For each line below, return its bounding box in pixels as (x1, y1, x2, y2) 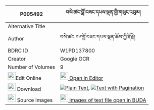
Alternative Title (8, 23, 45, 30)
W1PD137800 (60, 47, 95, 54)
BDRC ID (8, 47, 29, 54)
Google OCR (60, 56, 90, 62)
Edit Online (16, 75, 42, 81)
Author (8, 35, 24, 42)
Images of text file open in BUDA (69, 97, 146, 103)
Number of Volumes (8, 64, 56, 70)
